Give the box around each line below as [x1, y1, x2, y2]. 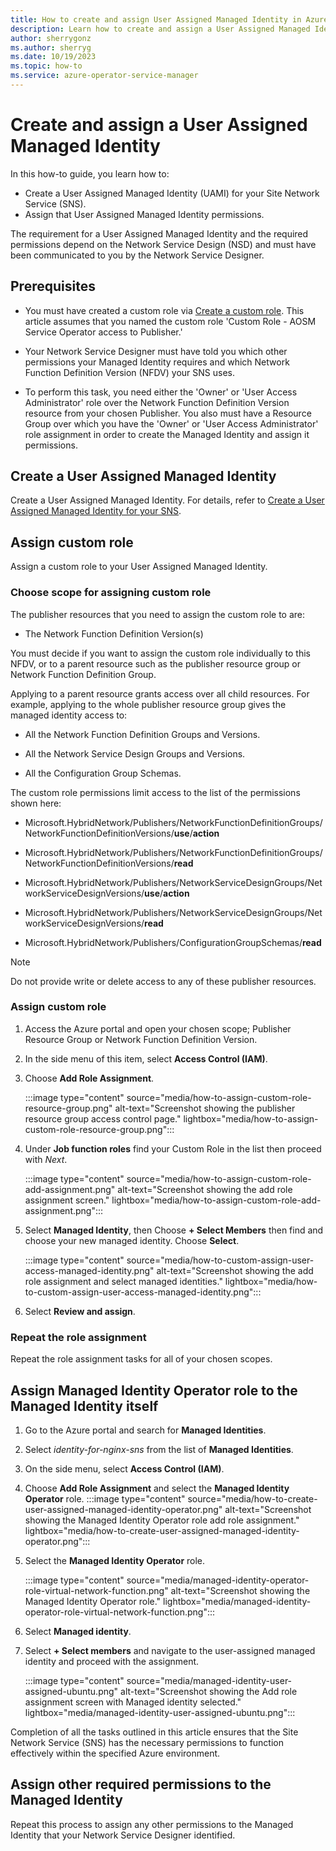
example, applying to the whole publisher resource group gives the [10, 698, 287, 710]
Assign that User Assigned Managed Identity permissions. [24, 208, 265, 220]
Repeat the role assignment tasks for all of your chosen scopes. [10, 1353, 273, 1365]
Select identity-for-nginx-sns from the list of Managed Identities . [24, 1443, 294, 1455]
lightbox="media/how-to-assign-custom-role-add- [111, 1194, 322, 1206]
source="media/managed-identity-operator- [126, 1574, 310, 1586]
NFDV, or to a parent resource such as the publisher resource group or [10, 657, 302, 670]
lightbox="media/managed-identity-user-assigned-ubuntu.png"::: [24, 1706, 296, 1718]
